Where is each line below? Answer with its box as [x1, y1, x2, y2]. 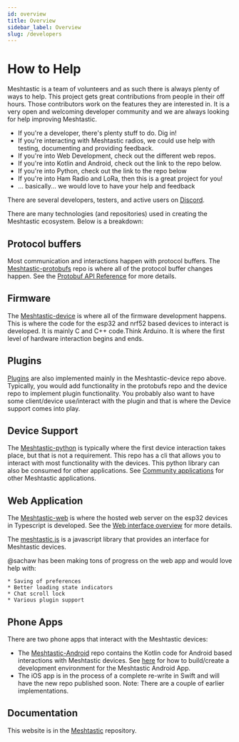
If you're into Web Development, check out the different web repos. [17, 151, 216, 161]
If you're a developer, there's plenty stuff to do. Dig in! [17, 129, 177, 138]
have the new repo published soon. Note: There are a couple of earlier [17, 679, 225, 688]
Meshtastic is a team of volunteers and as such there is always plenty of [7, 85, 220, 93]
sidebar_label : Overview [7, 24, 81, 31]
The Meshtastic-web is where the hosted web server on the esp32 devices [7, 514, 228, 522]
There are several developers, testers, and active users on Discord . [7, 195, 205, 204]
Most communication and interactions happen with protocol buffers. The [7, 257, 220, 265]
